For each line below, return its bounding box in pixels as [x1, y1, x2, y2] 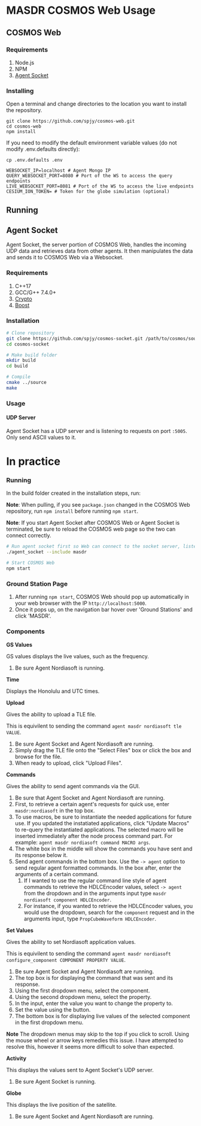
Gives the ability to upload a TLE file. [6, 710, 97, 718]
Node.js [14, 59, 35, 66]
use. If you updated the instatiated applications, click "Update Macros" [14, 819, 190, 827]
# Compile [6, 374, 31, 380]
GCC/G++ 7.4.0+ [14, 289, 57, 296]
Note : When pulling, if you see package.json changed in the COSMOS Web [6, 501, 190, 508]
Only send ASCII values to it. [6, 434, 77, 441]
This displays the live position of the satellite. [6, 1101, 117, 1108]
